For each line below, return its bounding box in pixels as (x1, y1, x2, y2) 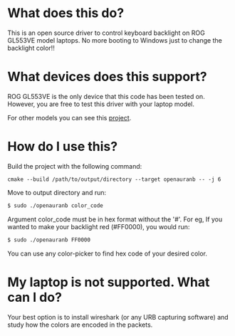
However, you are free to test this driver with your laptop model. (7, 100, 194, 108)
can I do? (7, 289, 63, 305)
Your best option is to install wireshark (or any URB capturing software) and (7, 313, 229, 321)
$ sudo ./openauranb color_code (7, 201, 103, 209)
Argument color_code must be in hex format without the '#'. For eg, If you (7, 215, 223, 224)
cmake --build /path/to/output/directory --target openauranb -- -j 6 (7, 176, 221, 183)
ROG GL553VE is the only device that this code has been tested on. (7, 92, 205, 100)
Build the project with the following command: (7, 162, 142, 170)
